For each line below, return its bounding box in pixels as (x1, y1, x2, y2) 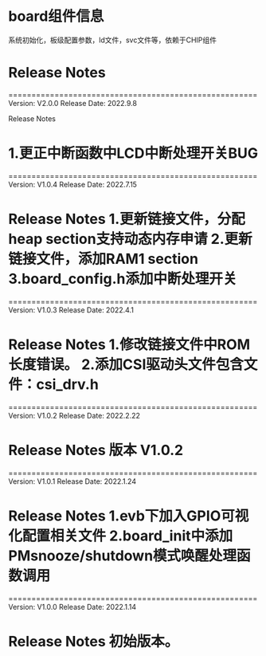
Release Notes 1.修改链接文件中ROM (8, 336, 251, 353)
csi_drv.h (36, 375, 100, 393)
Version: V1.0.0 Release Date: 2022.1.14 (8, 602, 137, 611)
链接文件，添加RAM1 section (8, 250, 199, 268)
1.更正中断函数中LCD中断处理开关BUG (8, 144, 259, 163)
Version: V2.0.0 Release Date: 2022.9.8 (8, 98, 138, 108)
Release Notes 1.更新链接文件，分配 (8, 210, 245, 228)
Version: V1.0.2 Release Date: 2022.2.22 (8, 410, 141, 420)
